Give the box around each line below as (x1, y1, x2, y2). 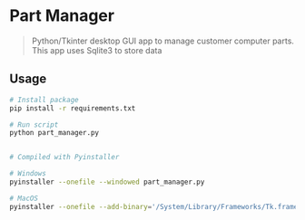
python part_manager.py (9, 129, 100, 138)
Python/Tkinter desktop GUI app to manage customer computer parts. (31, 35, 295, 46)
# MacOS (9, 194, 39, 203)
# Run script (9, 120, 59, 129)
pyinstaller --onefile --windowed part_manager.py (9, 177, 205, 187)
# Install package (9, 95, 79, 104)
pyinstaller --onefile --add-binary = (9, 202, 152, 211)
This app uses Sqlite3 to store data (31, 44, 162, 55)
